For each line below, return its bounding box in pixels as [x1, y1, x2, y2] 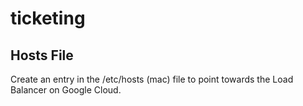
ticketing [10, 7, 86, 30]
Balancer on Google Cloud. [10, 84, 122, 96]
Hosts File [10, 47, 74, 64]
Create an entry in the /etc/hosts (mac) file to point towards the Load [10, 73, 294, 85]
